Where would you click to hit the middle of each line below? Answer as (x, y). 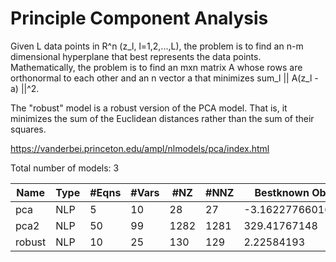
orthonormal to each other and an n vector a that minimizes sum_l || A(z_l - (164, 78)
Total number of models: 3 (65, 168)
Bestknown (282, 192)
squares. (28, 129)
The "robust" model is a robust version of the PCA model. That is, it (149, 108)
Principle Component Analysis (139, 18)
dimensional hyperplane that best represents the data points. (136, 56)
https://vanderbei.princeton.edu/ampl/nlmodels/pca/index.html (140, 148)
